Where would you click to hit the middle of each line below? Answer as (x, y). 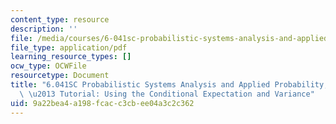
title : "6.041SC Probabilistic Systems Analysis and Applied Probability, (169, 85)
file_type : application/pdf (69, 47)
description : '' (44, 29)
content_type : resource (60, 19)
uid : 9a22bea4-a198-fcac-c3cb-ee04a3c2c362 (102, 103)
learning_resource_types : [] (71, 57)
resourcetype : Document (60, 76)
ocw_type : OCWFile (48, 66)
